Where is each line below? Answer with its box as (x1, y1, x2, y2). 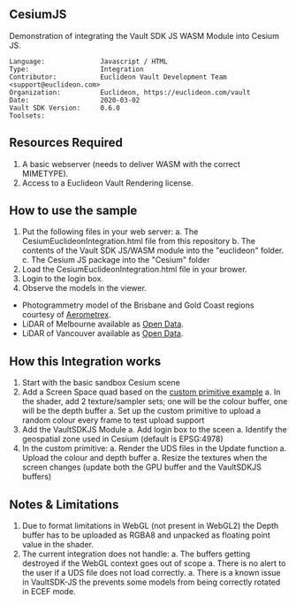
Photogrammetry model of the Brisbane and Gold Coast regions (21, 300, 254, 310)
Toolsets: (9, 111, 46, 120)
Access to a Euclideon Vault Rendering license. (21, 177, 194, 188)
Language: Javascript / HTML (9, 57, 168, 65)
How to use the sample (9, 203, 138, 218)
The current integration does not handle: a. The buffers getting (21, 548, 251, 560)
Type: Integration (9, 65, 144, 73)
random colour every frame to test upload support (21, 415, 205, 425)
